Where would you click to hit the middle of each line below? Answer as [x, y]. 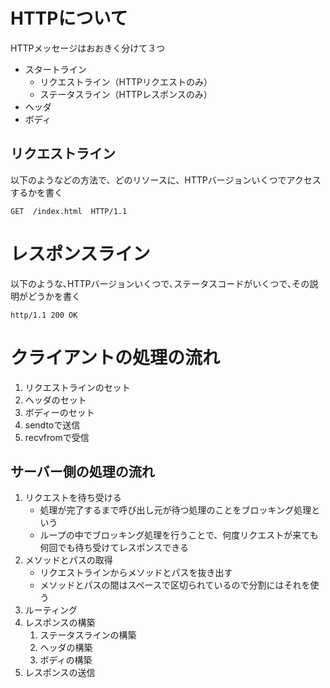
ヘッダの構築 [66, 648]
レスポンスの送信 [60, 673]
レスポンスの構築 [60, 623]
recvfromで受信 [57, 437]
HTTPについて [69, 18]
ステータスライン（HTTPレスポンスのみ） [126, 94]
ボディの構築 [66, 660]
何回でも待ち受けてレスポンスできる [114, 548]
